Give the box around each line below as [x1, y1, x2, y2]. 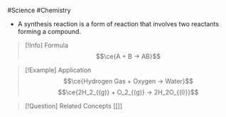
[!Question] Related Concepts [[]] [24, 102, 123, 110]
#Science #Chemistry [7, 6, 71, 14]
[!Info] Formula [24, 41, 69, 49]
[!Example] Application [24, 66, 92, 74]
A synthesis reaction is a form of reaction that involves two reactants [17, 20, 219, 28]
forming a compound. [17, 28, 82, 35]
